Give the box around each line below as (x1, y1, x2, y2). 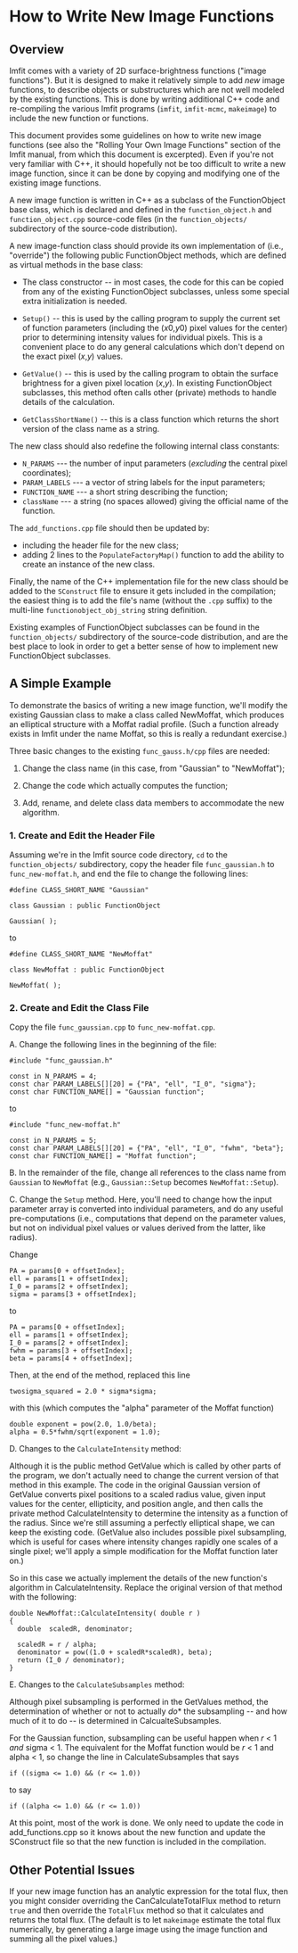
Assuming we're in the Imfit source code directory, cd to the (9, 849, 229, 860)
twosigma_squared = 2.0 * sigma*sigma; (9, 1387, 157, 1396)
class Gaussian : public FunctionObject (9, 901, 162, 911)
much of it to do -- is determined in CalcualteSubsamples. (9, 1716, 222, 1726)
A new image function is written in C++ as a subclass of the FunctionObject (9, 194, 286, 205)
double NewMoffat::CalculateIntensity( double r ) (9, 1609, 201, 1618)
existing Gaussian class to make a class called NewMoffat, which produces (9, 709, 285, 720)
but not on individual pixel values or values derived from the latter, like (9, 1222, 266, 1233)
